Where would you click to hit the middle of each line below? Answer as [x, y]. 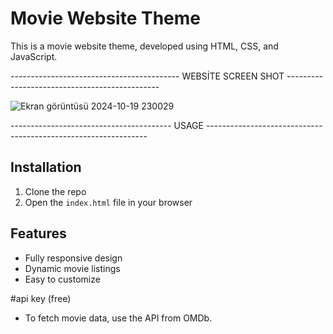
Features [38, 233]
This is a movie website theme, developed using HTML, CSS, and [144, 46]
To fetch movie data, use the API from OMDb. [118, 318]
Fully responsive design [73, 258]
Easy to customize [62, 279]
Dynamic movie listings [72, 268]
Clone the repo [55, 191]
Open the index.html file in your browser [108, 202]
